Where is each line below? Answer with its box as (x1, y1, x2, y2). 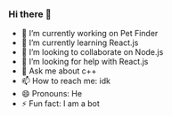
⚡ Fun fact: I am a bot (20, 98, 100, 109)
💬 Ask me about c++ (20, 66, 97, 76)
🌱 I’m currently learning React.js (20, 37, 139, 48)
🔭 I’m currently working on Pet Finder (20, 28, 159, 39)
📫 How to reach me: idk (20, 75, 111, 87)
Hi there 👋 (8, 8, 53, 20)
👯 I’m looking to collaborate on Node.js (20, 47, 164, 58)
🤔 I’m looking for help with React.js (20, 57, 149, 67)
